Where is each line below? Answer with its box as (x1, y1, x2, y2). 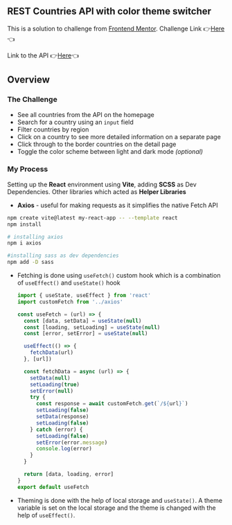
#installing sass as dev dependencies (7, 252, 119, 259)
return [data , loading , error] (24, 471, 114, 478)
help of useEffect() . (17, 510, 75, 519)
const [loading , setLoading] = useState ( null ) (24, 323, 161, 331)
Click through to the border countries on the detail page (17, 140, 177, 148)
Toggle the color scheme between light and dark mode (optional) (17, 147, 203, 155)
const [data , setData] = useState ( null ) (24, 317, 142, 324)
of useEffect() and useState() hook (17, 278, 121, 287)
